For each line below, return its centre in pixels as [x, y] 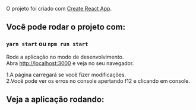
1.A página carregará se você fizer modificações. [66, 75]
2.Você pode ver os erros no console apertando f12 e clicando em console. [98, 81]
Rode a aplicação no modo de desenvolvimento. [65, 57]
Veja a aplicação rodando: [55, 100]
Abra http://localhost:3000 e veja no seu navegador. [70, 63]
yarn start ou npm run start [47, 44]
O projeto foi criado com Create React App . [59, 9]
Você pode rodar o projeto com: [66, 27]
